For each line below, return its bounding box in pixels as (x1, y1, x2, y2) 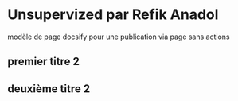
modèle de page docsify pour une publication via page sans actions (7, 32, 230, 41)
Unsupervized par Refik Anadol (7, 6, 219, 24)
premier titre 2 (7, 55, 80, 68)
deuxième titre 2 (7, 82, 91, 95)
